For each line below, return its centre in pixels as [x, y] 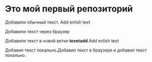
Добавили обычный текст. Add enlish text [48, 22]
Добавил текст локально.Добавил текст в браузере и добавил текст [76, 50]
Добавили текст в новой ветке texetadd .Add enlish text [62, 41]
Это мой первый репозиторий [69, 9]
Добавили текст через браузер [37, 31]
